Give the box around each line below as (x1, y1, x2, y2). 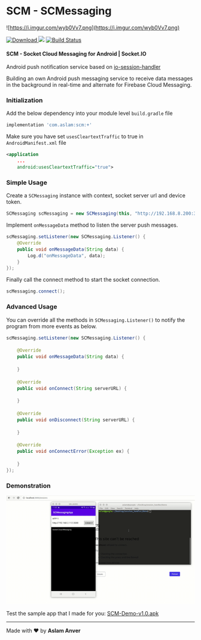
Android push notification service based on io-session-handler (6, 63, 161, 71)
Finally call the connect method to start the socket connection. (6, 276, 160, 284)
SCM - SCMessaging (6, 4, 112, 18)
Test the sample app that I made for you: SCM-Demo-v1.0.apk (6, 609, 159, 617)
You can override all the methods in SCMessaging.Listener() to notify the (6, 316, 185, 324)
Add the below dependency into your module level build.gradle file (6, 109, 173, 117)
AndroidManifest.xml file (6, 139, 67, 147)
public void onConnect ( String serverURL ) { (17, 385, 127, 391)
